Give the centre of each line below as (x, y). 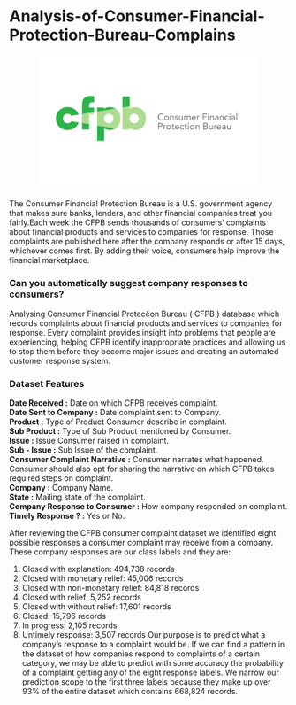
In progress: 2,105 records (69, 625)
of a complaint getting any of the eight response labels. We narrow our (151, 672)
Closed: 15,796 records (64, 616)
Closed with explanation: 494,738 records (98, 569)
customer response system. (60, 360)
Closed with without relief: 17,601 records (96, 606)
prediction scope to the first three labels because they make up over (146, 682)
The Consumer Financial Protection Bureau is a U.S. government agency (141, 204)
